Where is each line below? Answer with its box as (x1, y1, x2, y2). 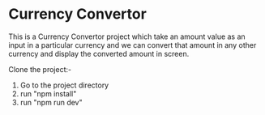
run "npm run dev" (19, 97, 83, 107)
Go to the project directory (19, 80, 109, 90)
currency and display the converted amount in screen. (8, 49, 190, 58)
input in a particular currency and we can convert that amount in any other (8, 40, 257, 49)
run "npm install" (19, 88, 77, 98)
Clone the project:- (8, 64, 71, 74)
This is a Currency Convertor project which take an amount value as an (8, 32, 246, 41)
